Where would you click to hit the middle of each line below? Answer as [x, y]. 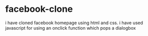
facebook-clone [39, 9]
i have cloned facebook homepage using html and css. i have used [74, 23]
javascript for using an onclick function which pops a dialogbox [71, 28]
